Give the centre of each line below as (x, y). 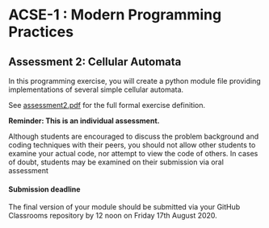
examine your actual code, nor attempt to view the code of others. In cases (133, 153)
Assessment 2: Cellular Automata (95, 62)
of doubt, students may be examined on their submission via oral (116, 162)
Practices (41, 32)
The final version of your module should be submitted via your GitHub (124, 207)
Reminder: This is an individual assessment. (84, 121)
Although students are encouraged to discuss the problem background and (134, 136)
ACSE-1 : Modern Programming (115, 15)
